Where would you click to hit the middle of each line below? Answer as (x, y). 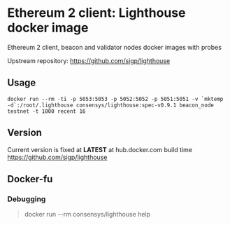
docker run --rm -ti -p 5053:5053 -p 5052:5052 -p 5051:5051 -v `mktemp (115, 99)
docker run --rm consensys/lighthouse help (87, 214)
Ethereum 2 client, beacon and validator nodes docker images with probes (115, 47)
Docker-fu (30, 179)
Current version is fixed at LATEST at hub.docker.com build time (100, 149)
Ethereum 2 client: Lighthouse (96, 13)
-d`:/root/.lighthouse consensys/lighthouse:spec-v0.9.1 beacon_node (111, 105)
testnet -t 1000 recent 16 (46, 111)
